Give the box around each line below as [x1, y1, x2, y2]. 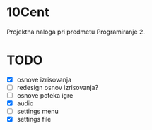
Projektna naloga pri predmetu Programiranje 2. [6, 27, 146, 36]
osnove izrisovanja [16, 75, 72, 84]
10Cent [6, 4, 50, 20]
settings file [16, 115, 52, 124]
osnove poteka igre [16, 91, 74, 99]
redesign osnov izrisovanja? [16, 83, 99, 91]
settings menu [16, 107, 59, 116]
